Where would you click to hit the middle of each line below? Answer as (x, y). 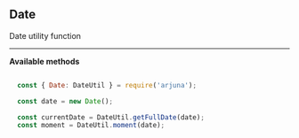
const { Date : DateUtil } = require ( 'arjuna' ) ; (107, 85)
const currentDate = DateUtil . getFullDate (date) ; (111, 117)
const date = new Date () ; (65, 101)
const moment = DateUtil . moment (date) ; (91, 126)
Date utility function (45, 35)
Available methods (44, 61)
